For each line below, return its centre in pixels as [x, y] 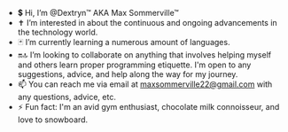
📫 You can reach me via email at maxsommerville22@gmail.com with [145, 84]
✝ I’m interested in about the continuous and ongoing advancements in [147, 23]
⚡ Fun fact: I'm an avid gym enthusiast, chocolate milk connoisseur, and [148, 107]
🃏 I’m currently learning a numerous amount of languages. [124, 42]
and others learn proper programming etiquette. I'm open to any [134, 65]
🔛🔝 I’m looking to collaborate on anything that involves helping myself [144, 55]
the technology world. [58, 32]
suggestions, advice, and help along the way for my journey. [128, 74]
